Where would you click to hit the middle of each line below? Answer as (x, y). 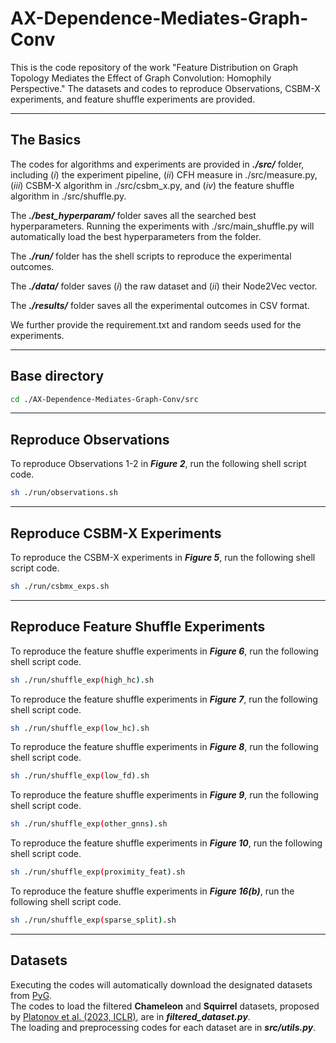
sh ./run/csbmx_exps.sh (60, 586)
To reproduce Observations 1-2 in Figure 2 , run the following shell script (158, 464)
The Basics (46, 140)
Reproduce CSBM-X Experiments (116, 533)
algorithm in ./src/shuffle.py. (68, 196)
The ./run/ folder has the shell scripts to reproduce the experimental (151, 256)
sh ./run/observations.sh (64, 493)
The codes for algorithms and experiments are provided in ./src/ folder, (157, 164)
